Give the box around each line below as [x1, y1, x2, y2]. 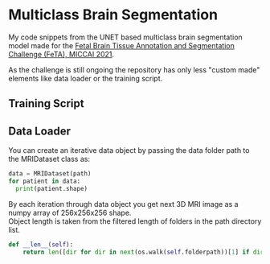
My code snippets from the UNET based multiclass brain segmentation [8, 32, 243, 42]
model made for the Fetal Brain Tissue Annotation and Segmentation [8, 40, 235, 50]
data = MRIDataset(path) [8, 170, 92, 178]
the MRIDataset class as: [8, 155, 91, 164]
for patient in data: [8, 177, 81, 186]
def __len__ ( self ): [8, 240, 74, 249]
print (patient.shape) [15, 184, 88, 192]
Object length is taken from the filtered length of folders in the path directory [8, 216, 262, 226]
